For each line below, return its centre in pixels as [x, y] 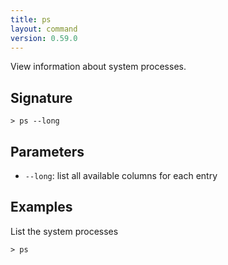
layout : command [44, 29]
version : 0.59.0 [44, 38]
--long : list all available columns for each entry [121, 175]
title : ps [31, 19]
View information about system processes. [98, 67]
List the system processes [64, 231]
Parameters [47, 151]
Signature [41, 97]
